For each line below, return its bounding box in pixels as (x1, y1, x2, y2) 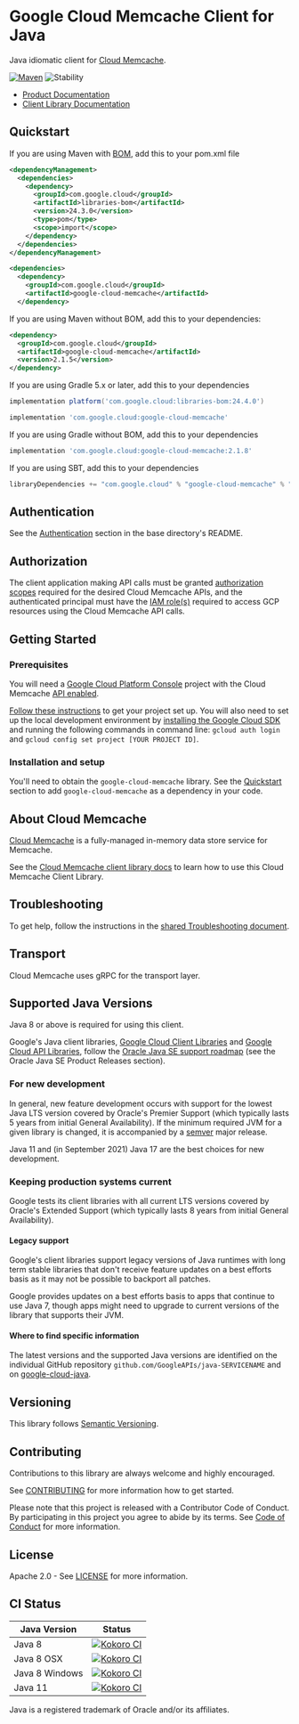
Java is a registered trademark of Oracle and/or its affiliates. (9, 1704, 230, 1715)
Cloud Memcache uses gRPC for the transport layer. (9, 970, 201, 980)
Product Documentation (21, 89, 110, 100)
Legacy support (9, 1235, 69, 1246)
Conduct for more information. (9, 1521, 121, 1533)
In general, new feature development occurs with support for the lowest (9, 1098, 273, 1109)
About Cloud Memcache (9, 811, 147, 826)
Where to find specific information (9, 1330, 140, 1341)
